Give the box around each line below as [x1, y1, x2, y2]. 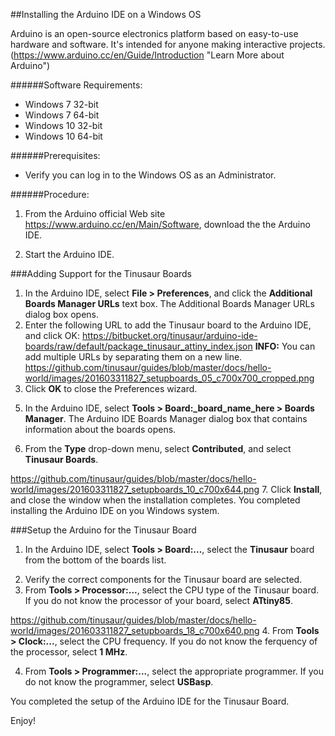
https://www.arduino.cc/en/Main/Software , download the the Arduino [24, 219, 311, 230]
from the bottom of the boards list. [24, 554, 167, 566]
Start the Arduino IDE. [24, 249, 115, 260]
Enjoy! [10, 715, 37, 726]
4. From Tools [261, 625, 320, 636]
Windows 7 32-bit [24, 99, 99, 110]
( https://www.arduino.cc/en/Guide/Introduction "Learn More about [10, 49, 285, 61]
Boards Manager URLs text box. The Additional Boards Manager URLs [24, 298, 315, 309]
